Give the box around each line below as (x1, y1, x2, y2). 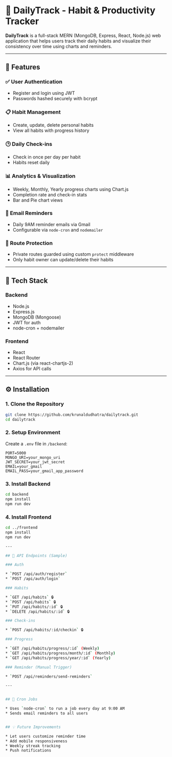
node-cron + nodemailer (12, 325, 65, 331)
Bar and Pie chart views (12, 197, 63, 203)
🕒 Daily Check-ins (5, 140, 53, 147)
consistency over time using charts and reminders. (5, 43, 113, 49)
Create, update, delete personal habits (12, 122, 94, 128)
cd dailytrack (5, 417, 36, 422)
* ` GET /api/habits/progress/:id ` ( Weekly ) (5, 646, 100, 651)
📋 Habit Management (5, 108, 61, 116)
